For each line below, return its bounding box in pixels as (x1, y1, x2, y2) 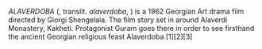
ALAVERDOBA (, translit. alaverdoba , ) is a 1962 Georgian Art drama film (8, 7, 245, 16)
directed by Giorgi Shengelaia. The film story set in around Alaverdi (8, 15, 228, 24)
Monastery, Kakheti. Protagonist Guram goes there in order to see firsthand (8, 24, 255, 32)
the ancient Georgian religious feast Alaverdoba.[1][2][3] (8, 32, 193, 41)
